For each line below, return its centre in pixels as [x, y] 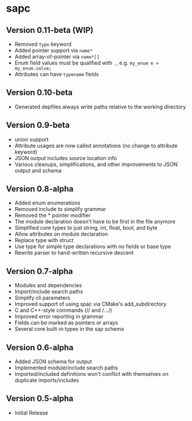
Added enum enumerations [47, 203]
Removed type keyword [43, 44]
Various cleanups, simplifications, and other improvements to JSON [96, 164]
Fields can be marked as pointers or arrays [66, 323]
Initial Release [31, 413]
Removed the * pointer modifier [52, 215]
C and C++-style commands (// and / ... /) [63, 310]
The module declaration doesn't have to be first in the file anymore [95, 222]
